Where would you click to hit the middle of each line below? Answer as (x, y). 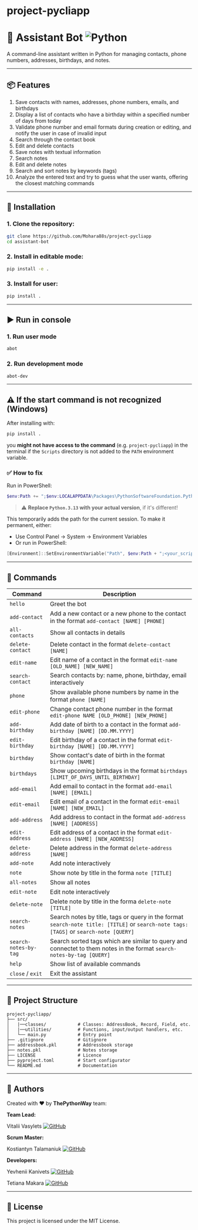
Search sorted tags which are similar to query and (118, 941)
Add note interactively (80, 863)
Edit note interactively (80, 892)
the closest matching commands (55, 183)
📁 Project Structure (42, 1001)
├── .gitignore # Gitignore (57, 1040)
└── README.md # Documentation (62, 1065)
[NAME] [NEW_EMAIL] (77, 808)
